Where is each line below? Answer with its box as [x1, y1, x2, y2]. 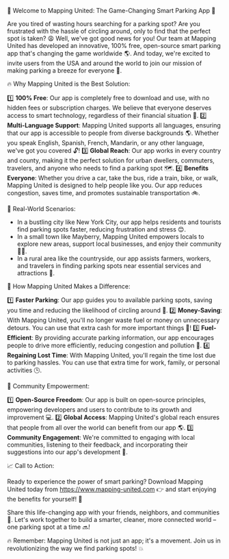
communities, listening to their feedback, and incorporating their [7, 440, 188, 449]
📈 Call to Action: [7, 462, 55, 469]
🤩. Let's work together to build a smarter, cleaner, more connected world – [7, 516, 217, 523]
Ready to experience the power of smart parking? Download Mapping [7, 477, 204, 486]
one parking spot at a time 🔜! [7, 523, 91, 531]
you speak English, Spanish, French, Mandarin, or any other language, [7, 139, 205, 147]
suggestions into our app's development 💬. [7, 448, 129, 456]
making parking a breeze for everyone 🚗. [7, 66, 122, 75]
